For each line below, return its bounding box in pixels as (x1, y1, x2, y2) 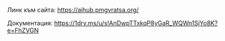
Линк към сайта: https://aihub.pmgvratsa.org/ (7, 6, 139, 14)
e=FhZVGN (7, 27, 39, 34)
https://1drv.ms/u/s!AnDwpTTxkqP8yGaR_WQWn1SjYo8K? (54, 19, 218, 27)
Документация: (7, 19, 53, 27)
